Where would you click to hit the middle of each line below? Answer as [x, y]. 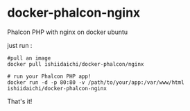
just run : [20, 45]
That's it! [20, 101]
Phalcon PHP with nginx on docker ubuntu [68, 32]
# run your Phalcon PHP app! [49, 76]
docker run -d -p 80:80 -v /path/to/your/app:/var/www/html [96, 82]
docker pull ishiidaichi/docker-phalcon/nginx [76, 64]
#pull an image [29, 58]
